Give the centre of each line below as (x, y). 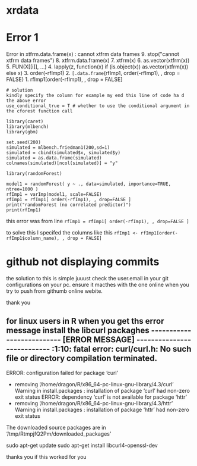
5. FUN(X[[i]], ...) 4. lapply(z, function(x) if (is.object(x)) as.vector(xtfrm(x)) (97, 67)
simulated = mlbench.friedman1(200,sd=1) (58, 148)
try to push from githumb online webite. (54, 291)
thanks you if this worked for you (47, 456)
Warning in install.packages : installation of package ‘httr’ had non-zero (102, 409)
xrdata (23, 10)
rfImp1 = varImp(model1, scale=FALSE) (54, 195)
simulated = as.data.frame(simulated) (54, 158)
